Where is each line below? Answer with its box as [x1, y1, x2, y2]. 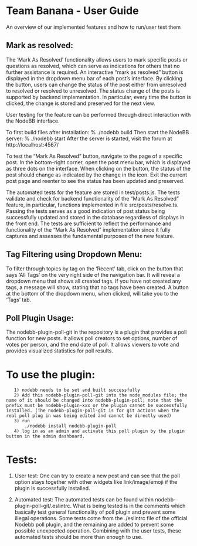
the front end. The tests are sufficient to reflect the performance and [6, 220, 172, 227]
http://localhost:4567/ [6, 141, 59, 148]
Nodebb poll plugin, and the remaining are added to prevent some [14, 521, 174, 528]
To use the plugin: [6, 368, 96, 381]
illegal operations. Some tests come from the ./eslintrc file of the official [14, 515, 188, 522]
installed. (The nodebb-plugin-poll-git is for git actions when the [6, 408, 180, 414]
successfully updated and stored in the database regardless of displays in [6, 213, 185, 221]
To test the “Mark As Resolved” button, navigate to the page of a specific [6, 152, 183, 160]
